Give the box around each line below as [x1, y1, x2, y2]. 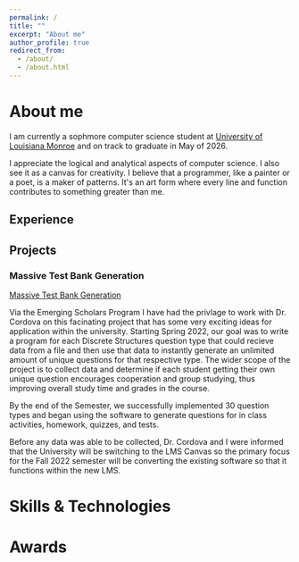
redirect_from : [9, 46, 66, 55]
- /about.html [17, 63, 70, 72]
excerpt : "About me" [9, 29, 87, 38]
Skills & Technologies [9, 497, 171, 516]
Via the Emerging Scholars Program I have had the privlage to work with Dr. [9, 306, 287, 317]
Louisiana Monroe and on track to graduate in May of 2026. [9, 140, 228, 151]
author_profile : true [9, 38, 90, 47]
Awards [9, 537, 68, 558]
